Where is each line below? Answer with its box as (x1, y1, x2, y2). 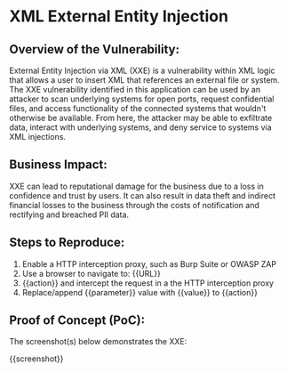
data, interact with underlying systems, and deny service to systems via (9, 122, 273, 133)
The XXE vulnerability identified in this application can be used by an (9, 85, 260, 94)
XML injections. (9, 132, 67, 142)
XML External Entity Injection (9, 6, 229, 27)
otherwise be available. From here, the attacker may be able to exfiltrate (9, 113, 273, 123)
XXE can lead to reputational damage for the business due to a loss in (9, 181, 264, 191)
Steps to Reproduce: (9, 235, 125, 250)
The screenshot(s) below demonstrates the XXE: (9, 336, 187, 347)
